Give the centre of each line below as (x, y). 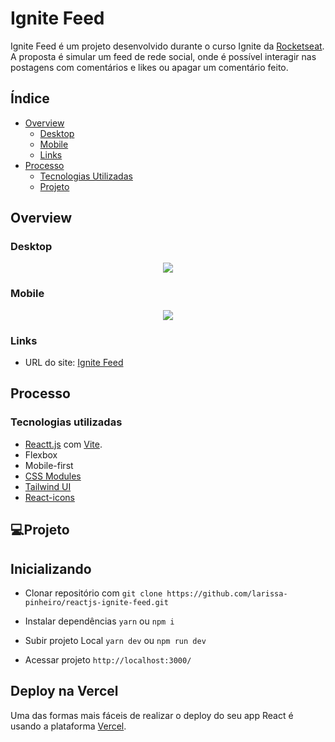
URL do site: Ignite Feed (74, 363)
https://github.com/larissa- (227, 593)
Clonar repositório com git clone (93, 593)
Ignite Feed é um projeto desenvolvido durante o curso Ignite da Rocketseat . (167, 46)
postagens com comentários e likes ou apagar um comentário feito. (149, 67)
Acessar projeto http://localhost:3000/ (108, 659)
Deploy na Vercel (64, 691)
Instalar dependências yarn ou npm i (99, 621)
